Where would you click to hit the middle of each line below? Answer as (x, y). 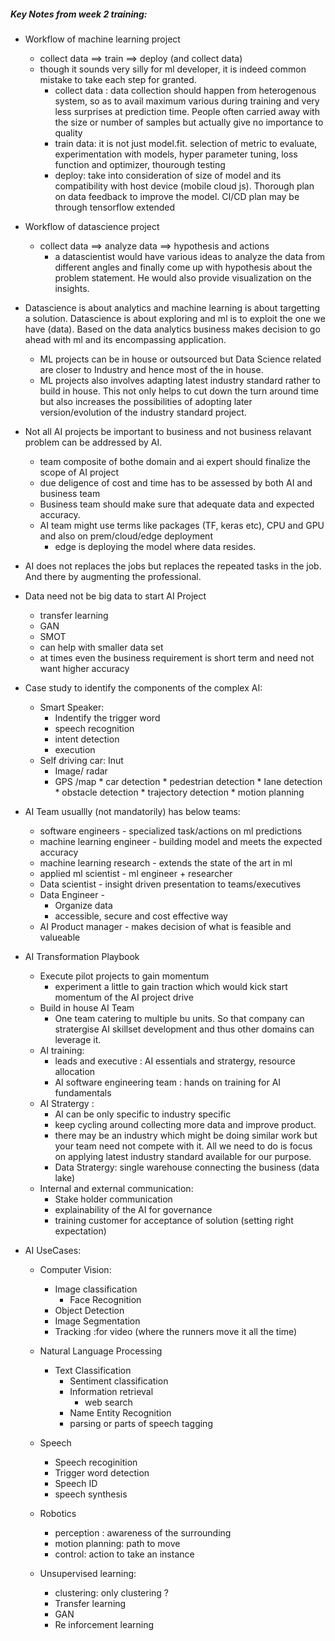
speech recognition (94, 728)
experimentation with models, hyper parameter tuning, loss (176, 154)
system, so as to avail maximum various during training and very (187, 101)
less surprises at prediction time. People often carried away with (187, 111)
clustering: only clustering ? (112, 1592)
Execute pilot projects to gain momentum (124, 976)
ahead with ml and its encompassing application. (125, 339)
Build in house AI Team (87, 1007)
